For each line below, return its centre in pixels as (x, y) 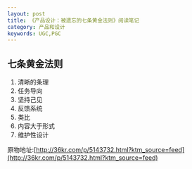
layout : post (26, 14)
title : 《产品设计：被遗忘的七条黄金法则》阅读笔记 (73, 20)
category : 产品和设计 (36, 27)
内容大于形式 (36, 126)
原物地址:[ (22, 150)
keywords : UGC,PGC (34, 33)
